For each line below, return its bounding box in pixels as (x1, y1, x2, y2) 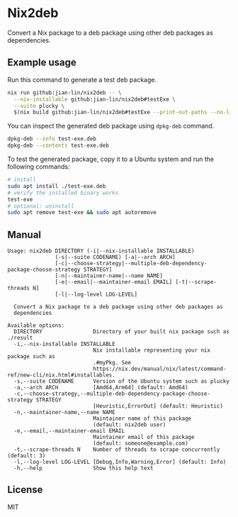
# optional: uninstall (7, 202, 74, 210)
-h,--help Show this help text (13, 465, 154, 472)
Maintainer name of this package (93, 415, 192, 423)
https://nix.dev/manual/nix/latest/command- (93, 365, 227, 373)
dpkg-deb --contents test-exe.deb (7, 142, 110, 150)
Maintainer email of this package (93, 434, 195, 441)
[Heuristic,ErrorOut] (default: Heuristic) (93, 403, 223, 410)
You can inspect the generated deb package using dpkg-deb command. (7, 122, 215, 130)
